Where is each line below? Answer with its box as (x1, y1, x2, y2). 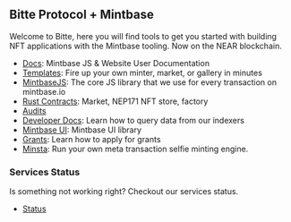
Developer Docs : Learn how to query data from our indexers (21, 115, 244, 125)
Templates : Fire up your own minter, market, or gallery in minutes (21, 67, 262, 78)
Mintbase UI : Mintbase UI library (21, 124, 141, 135)
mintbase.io (21, 86, 66, 97)
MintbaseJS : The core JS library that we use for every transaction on (21, 76, 278, 88)
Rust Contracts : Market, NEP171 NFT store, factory (21, 96, 209, 107)
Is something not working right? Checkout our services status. (9, 186, 239, 197)
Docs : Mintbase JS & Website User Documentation (21, 57, 210, 68)
